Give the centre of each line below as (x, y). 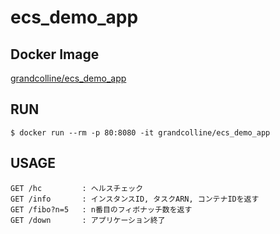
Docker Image (55, 54)
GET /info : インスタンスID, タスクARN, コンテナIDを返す (135, 199)
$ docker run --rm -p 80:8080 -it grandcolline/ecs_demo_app (140, 132)
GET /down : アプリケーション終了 (88, 220)
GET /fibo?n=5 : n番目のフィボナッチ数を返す (101, 209)
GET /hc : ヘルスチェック (77, 188)
